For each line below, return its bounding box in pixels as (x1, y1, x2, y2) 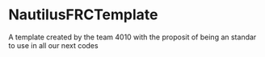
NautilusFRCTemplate (8, 6, 158, 24)
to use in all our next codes (8, 40, 99, 50)
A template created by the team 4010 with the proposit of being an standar (8, 32, 257, 42)
